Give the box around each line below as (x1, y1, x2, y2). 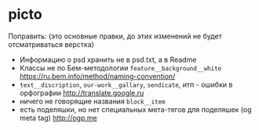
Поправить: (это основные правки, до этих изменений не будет (8, 31, 222, 41)
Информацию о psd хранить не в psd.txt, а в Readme (19, 55, 197, 64)
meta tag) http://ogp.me (19, 113, 97, 122)
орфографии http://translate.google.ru (19, 88, 144, 97)
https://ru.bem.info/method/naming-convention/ (19, 71, 176, 81)
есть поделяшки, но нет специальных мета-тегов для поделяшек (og (19, 104, 253, 114)
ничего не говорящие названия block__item (19, 96, 166, 106)
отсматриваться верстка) (8, 39, 94, 49)
